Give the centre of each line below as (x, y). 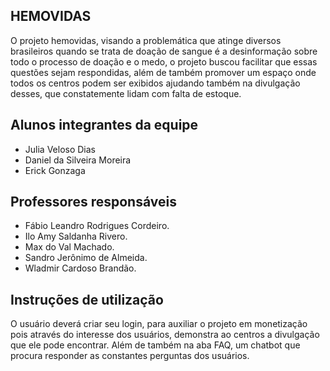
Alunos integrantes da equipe (104, 125)
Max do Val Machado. (69, 247)
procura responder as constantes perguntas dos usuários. (130, 356)
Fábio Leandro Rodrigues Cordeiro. (97, 226)
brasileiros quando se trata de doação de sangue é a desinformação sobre (164, 51)
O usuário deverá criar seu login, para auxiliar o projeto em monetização (159, 324)
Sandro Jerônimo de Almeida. (86, 258)
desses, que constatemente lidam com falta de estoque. (126, 93)
